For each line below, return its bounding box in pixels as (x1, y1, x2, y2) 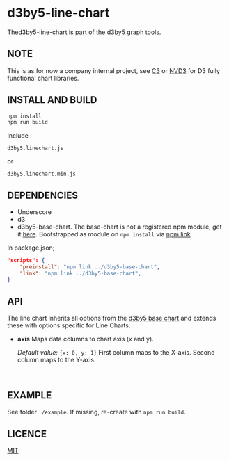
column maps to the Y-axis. (17, 356, 96, 364)
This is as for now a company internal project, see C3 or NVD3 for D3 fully (7, 66, 221, 74)
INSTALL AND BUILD (7, 94, 97, 106)
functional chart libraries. (7, 74, 79, 82)
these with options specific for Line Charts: (7, 321, 131, 330)
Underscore (17, 208, 52, 216)
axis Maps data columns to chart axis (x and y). (17, 335, 155, 343)
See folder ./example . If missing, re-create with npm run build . (7, 408, 186, 416)
